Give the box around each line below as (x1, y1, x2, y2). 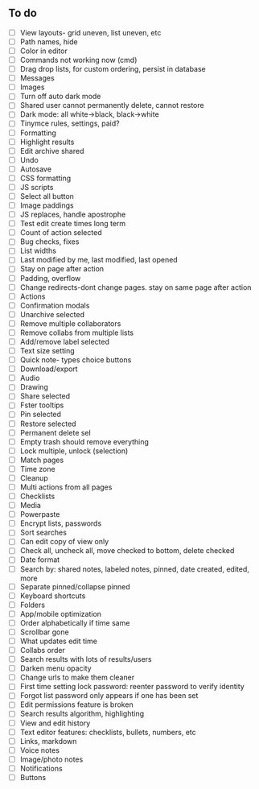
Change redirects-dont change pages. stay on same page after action (19, 282, 252, 292)
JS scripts (19, 182, 54, 192)
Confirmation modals (19, 300, 90, 310)
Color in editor (19, 46, 68, 56)
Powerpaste (19, 510, 60, 519)
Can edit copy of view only (19, 537, 109, 547)
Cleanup (19, 473, 48, 482)
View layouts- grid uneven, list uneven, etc (19, 27, 162, 37)
